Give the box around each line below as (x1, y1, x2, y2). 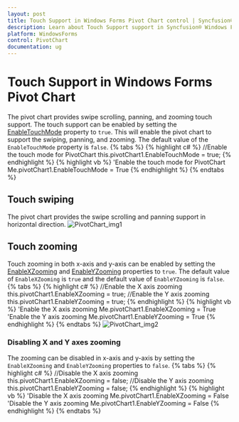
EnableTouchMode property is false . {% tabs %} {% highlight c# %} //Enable (7, 143, 228, 151)
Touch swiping (7, 193, 75, 206)
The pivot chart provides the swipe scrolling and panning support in (7, 212, 206, 221)
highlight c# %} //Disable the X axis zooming (7, 369, 139, 377)
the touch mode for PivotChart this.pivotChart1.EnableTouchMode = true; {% (7, 150, 232, 158)
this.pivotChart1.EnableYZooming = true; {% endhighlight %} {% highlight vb (7, 297, 231, 305)
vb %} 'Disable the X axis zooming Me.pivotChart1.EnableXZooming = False (7, 391, 229, 400)
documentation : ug (7, 43, 62, 50)
